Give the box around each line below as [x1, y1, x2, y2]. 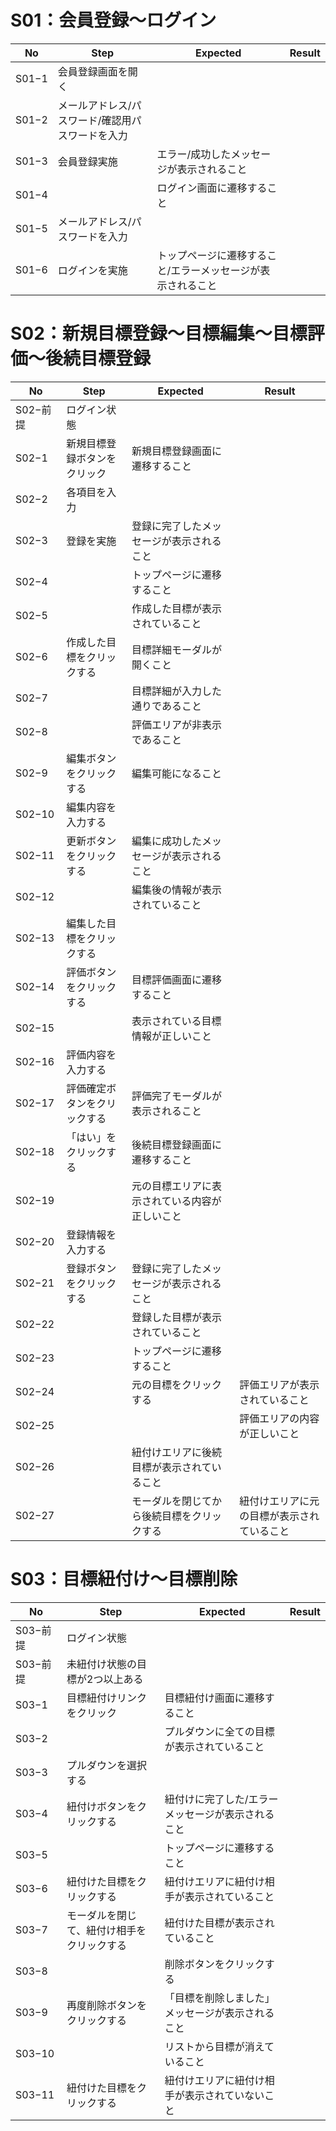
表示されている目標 [131, 1014, 222, 1028]
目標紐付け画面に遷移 [164, 1691, 265, 1705]
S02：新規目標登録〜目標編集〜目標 [10, 322, 308, 345]
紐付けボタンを [66, 1799, 138, 1813]
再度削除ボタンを [66, 1998, 148, 2012]
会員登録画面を [57, 64, 128, 78]
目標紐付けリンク [66, 1691, 148, 1705]
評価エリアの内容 [239, 1411, 320, 1425]
